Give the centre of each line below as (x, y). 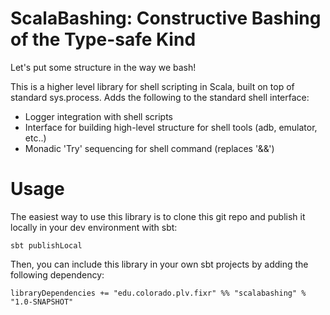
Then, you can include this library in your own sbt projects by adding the (159, 264)
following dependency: (57, 274)
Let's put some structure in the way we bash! (103, 67)
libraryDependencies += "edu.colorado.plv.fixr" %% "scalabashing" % (158, 293)
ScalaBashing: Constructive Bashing (166, 18)
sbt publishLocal (46, 245)
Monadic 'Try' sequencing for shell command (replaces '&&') (149, 148)
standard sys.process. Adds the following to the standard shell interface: (160, 97)
